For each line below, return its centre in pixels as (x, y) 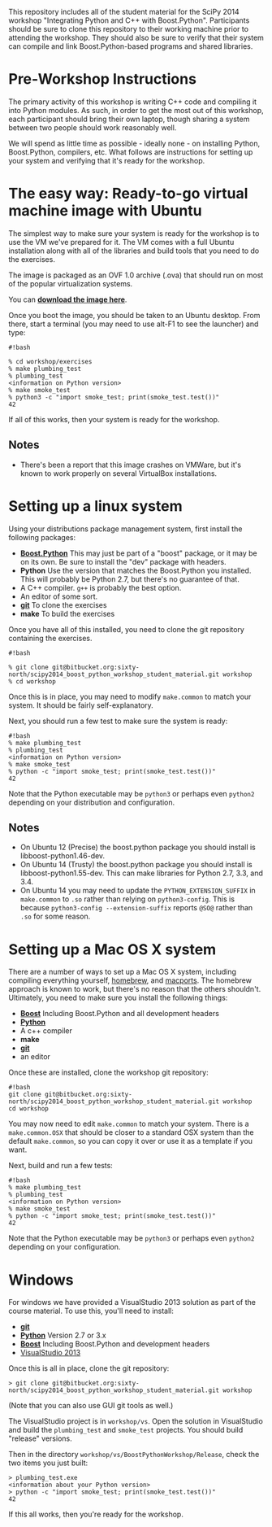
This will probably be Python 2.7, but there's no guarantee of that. (130, 579)
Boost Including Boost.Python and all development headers (119, 1014)
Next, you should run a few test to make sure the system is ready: (118, 721)
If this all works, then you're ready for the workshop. (96, 1514)
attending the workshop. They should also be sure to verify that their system (136, 37)
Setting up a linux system (95, 506)
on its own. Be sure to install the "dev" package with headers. (123, 561)
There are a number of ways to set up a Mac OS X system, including (123, 972)
